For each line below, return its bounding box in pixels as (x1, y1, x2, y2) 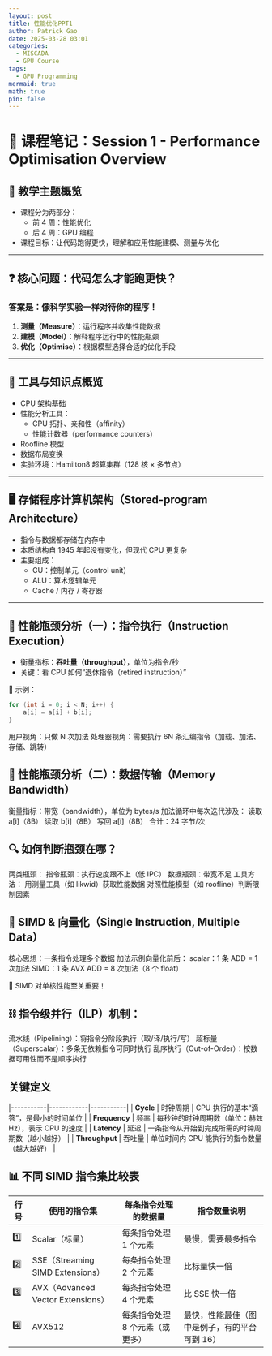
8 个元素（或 (121, 1321, 171, 1332)
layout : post (8, 11, 53, 20)
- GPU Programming (15, 72, 79, 80)
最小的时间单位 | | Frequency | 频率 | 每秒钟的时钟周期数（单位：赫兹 (32, 1113, 264, 1123)
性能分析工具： (19, 408, 70, 418)
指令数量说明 (197, 1205, 247, 1216)
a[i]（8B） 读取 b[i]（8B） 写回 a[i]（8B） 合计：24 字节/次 (8, 816, 206, 826)
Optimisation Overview (8, 150, 168, 169)
